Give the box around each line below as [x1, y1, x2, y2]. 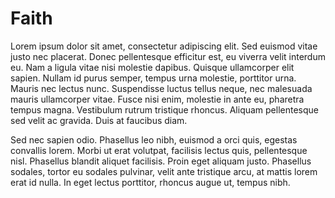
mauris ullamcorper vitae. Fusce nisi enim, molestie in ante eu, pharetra [10, 93, 305, 105]
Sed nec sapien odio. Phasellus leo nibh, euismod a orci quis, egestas [10, 133, 298, 146]
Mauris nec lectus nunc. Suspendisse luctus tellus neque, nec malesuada [10, 82, 313, 94]
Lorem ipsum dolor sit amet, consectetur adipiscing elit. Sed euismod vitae [10, 40, 318, 52]
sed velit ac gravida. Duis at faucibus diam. [10, 114, 188, 126]
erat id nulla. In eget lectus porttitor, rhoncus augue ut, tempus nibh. [10, 176, 291, 188]
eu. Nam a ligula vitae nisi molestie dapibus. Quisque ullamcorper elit [10, 61, 295, 73]
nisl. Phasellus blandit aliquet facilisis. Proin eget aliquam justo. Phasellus [10, 155, 312, 167]
